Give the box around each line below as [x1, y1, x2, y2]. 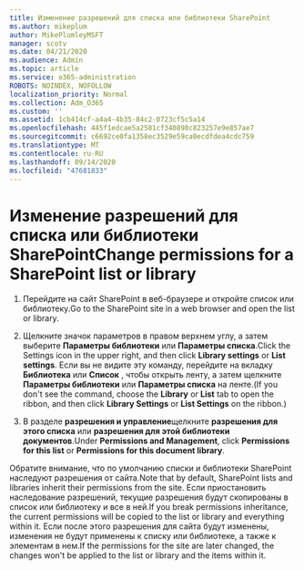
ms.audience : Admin [9, 56, 84, 65]
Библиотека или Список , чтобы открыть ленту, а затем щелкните [22, 369, 282, 380]
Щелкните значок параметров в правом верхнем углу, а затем [22, 330, 269, 342]
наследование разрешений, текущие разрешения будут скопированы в [9, 492, 289, 503]
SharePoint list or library [9, 264, 198, 284]
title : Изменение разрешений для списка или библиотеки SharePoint [9, 13, 271, 23]
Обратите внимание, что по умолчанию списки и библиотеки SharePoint [9, 462, 292, 474]
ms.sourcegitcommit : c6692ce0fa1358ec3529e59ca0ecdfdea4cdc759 [9, 132, 255, 141]
